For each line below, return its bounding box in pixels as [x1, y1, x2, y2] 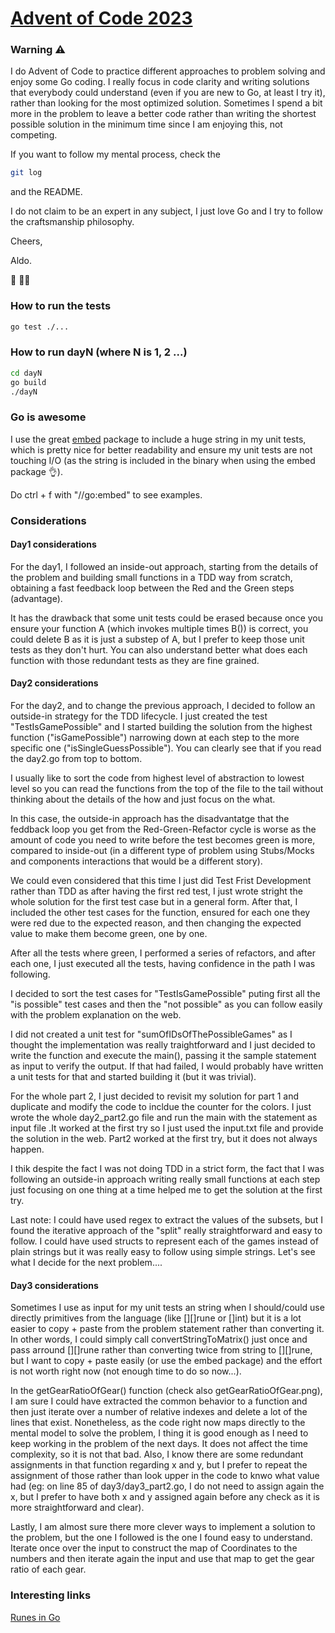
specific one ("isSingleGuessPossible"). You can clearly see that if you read [10, 742, 322, 754]
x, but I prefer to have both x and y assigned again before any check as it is [10, 1491, 320, 1503]
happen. [10, 1143, 45, 1156]
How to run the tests [10, 299, 112, 313]
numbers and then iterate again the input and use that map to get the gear [10, 1553, 315, 1565]
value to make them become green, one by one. [10, 928, 208, 940]
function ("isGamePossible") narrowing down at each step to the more [10, 732, 300, 744]
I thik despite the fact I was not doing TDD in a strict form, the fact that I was [10, 1163, 325, 1175]
